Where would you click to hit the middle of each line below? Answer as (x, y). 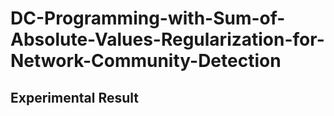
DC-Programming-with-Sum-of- (148, 18)
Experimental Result (74, 97)
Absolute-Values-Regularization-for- (167, 39)
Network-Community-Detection (146, 61)
